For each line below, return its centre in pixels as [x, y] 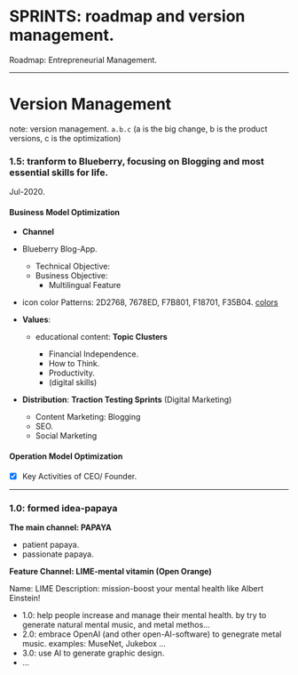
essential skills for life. [59, 173]
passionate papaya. [58, 554]
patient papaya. [51, 544]
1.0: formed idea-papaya [63, 508]
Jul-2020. [27, 192]
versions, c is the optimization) [65, 138]
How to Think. [74, 364]
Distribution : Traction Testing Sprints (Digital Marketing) [127, 400]
